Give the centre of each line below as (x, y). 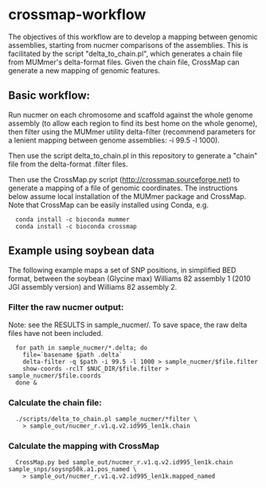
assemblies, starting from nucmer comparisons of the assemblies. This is (128, 45)
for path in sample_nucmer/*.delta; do (82, 348)
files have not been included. (56, 333)
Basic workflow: (49, 96)
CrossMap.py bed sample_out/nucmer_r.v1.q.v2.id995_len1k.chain (124, 463)
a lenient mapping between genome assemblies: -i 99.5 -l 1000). (114, 140)
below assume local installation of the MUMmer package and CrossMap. (127, 196)
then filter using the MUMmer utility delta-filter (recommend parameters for (132, 131)
